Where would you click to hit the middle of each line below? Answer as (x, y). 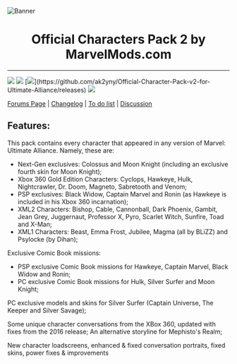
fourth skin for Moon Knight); (60, 171)
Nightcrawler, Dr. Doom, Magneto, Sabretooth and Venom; (102, 187)
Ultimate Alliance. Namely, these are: (61, 150)
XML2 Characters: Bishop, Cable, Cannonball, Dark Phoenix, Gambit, (117, 209)
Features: (29, 126)
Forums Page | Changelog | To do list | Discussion (80, 103)
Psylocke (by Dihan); (48, 239)
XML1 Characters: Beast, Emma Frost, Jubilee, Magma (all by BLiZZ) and (122, 231)
